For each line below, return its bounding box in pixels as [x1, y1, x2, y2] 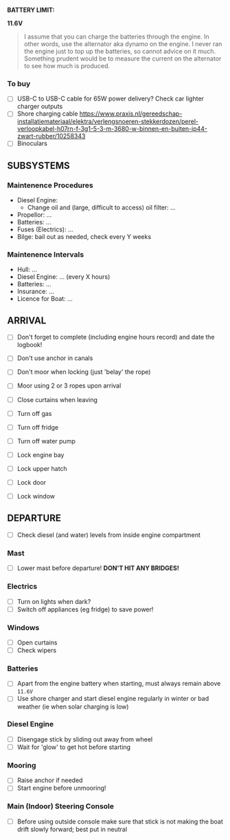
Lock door [16, 478, 47, 486]
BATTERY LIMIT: [7, 6, 55, 14]
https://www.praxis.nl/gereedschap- [79, 109, 183, 118]
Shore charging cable [16, 109, 78, 118]
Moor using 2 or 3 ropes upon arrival [16, 381, 122, 390]
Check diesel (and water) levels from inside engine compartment [16, 530, 201, 539]
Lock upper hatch [16, 464, 67, 472]
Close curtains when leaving [16, 395, 98, 403]
